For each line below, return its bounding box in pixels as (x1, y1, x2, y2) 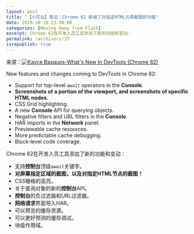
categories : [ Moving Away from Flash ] (6, 25, 101, 31)
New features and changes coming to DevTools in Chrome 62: (6, 70, 157, 77)
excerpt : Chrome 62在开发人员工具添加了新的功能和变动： (6, 31, 132, 37)
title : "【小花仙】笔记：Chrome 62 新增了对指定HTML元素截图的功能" (6, 14, 159, 20)
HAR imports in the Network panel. (14, 119, 100, 126)
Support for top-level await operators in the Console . (14, 81, 144, 88)
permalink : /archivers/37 (6, 36, 69, 42)
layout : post (6, 8, 38, 15)
